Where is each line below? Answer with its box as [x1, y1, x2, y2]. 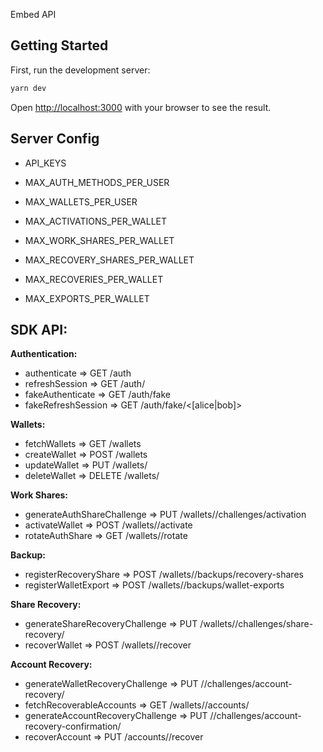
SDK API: [10, 321, 68, 338]
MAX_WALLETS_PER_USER [24, 195, 138, 208]
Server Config [10, 130, 100, 148]
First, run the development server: [10, 64, 151, 76]
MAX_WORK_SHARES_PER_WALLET [24, 234, 175, 246]
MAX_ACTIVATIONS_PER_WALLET [24, 215, 167, 227]
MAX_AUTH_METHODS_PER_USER [24, 176, 170, 188]
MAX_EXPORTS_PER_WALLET [24, 292, 150, 304]
